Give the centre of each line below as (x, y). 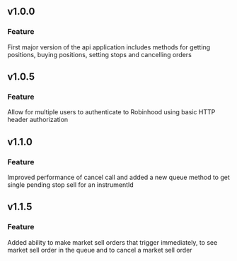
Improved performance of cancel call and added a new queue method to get (118, 177)
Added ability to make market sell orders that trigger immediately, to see (112, 242)
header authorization (38, 120)
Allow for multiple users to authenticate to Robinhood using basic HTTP (111, 112)
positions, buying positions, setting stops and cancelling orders (100, 54)
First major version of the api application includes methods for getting (109, 47)
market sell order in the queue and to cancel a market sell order (100, 250)
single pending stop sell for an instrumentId (71, 185)
